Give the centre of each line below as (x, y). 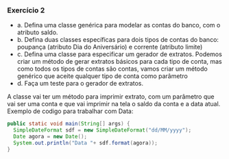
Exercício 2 (26, 10)
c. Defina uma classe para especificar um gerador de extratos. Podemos (120, 54)
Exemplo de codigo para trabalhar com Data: (70, 111)
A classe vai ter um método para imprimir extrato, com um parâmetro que (111, 97)
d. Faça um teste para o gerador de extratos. (80, 84)
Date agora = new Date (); (50, 137)
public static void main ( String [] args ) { (69, 124)
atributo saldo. (37, 32)
